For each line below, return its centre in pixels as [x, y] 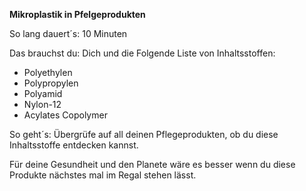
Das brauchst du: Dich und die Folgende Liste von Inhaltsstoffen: [142, 53]
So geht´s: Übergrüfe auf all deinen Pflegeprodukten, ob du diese [144, 134]
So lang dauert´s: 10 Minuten [68, 33]
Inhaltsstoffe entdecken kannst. [74, 145]
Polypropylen [51, 83]
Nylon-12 [42, 104]
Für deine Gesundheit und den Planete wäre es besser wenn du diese [152, 164]
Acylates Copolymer [65, 115]
